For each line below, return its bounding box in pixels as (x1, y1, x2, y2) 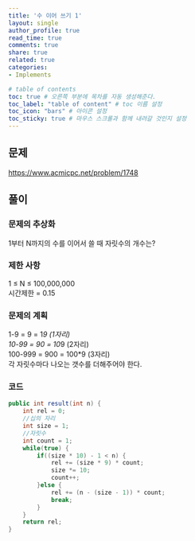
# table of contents (8, 85, 77, 93)
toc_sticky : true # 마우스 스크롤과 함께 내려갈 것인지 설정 (8, 115, 187, 123)
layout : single (8, 19, 59, 27)
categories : (8, 64, 48, 72)
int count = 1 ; (22, 437, 73, 445)
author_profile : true (8, 26, 80, 34)
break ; (50, 496, 73, 504)
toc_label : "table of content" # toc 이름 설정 (8, 100, 162, 108)
